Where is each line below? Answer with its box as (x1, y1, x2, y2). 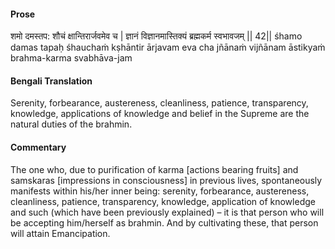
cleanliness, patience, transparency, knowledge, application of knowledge (10, 195, 316, 207)
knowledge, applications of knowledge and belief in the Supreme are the (10, 108, 310, 120)
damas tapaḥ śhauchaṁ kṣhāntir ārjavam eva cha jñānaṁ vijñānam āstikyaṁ (10, 41, 326, 54)
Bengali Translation (10, 75, 93, 87)
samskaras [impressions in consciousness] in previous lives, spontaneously (10, 174, 323, 186)
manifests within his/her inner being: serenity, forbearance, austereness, (10, 185, 310, 197)
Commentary (10, 141, 67, 153)
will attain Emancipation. (10, 227, 111, 239)
